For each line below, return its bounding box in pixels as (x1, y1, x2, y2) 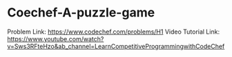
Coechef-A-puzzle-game (7, 5, 155, 21)
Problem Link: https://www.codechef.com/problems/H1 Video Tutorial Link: (7, 27, 220, 36)
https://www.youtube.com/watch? (7, 34, 104, 43)
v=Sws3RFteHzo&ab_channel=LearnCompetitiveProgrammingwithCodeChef (7, 42, 225, 50)
